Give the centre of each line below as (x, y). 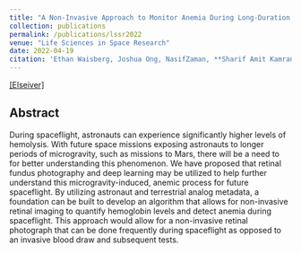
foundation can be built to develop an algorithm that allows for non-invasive (149, 201)
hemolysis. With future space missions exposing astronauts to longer (137, 144)
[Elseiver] (27, 85)
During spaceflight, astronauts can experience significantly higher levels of (148, 135)
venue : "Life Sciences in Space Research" (90, 43)
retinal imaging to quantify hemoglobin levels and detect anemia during (140, 211)
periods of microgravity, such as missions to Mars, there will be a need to (145, 153)
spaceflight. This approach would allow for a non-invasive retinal (129, 220)
